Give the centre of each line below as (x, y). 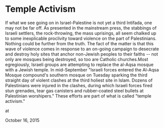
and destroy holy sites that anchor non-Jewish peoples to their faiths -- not (82, 54)
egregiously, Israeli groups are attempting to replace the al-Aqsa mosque (80, 64)
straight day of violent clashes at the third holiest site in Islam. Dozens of (79, 80)
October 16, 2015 (22, 120)
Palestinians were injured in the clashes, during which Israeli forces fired (79, 85)
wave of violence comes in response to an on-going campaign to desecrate (82, 49)
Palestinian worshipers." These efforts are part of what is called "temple (78, 96)
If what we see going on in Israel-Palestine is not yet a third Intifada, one (79, 23)
